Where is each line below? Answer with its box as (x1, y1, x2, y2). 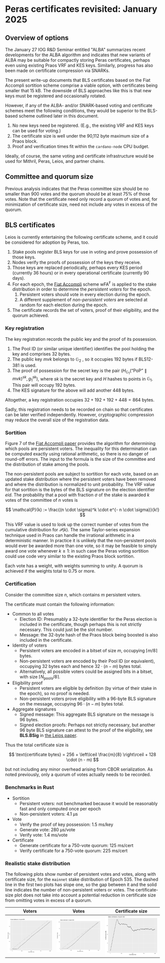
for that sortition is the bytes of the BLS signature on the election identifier (5, 487, 155, 493)
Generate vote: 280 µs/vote (19, 826, 76, 832)
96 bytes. (19, 717, 39, 723)
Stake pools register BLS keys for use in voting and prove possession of (12, 249, 158, 255)
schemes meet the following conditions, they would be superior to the (5, 108, 146, 113)
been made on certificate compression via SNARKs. (5, 68, 110, 74)
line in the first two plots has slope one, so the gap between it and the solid (5, 882, 157, 888)
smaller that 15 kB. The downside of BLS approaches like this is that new (5, 88, 152, 93)
